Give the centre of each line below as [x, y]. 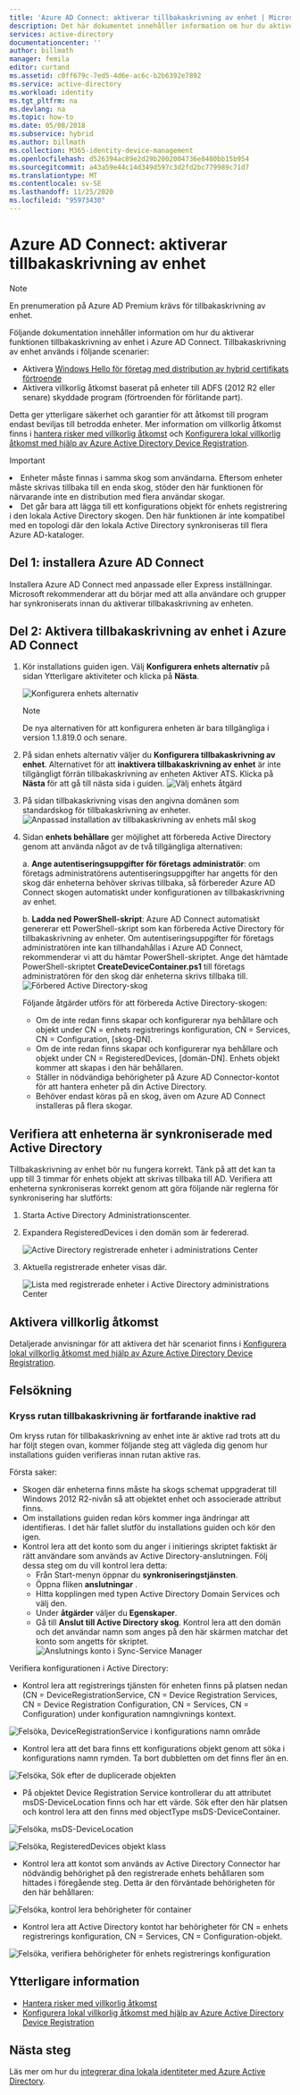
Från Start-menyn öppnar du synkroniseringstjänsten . [137, 1575]
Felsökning [41, 1391]
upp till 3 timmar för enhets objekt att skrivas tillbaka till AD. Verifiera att [141, 1179]
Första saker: [33, 1472]
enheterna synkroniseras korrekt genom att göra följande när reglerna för [144, 1189]
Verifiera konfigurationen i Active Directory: [89, 1668]
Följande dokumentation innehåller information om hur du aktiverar [132, 332]
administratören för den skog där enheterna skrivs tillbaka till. [135, 976]
